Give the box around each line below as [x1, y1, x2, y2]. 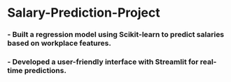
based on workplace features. [7, 38, 112, 48]
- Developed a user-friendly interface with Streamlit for [7, 57, 199, 67]
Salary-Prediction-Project [7, 5, 160, 21]
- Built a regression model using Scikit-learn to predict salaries [7, 30, 225, 40]
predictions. [24, 66, 66, 76]
